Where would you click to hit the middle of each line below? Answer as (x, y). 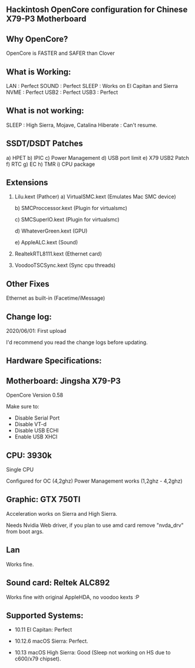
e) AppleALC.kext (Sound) (46, 243)
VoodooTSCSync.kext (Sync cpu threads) (65, 266)
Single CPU (20, 470)
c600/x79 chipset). (38, 659)
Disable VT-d (31, 424)
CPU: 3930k (29, 455)
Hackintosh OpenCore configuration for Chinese (97, 10)
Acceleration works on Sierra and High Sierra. (62, 513)
